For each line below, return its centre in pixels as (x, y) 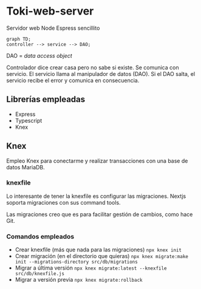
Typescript (29, 120)
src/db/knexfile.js (40, 274)
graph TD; (19, 39)
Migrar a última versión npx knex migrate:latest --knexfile (91, 268)
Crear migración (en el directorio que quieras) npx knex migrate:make (101, 256)
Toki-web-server (50, 11)
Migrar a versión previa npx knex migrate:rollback (79, 280)
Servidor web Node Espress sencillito (53, 28)
